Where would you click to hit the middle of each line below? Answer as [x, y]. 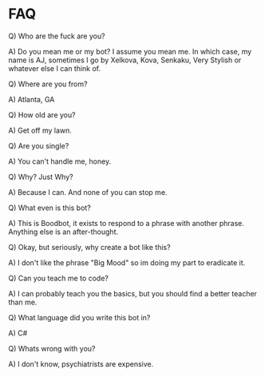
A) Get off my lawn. [40, 130]
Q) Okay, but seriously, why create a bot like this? [89, 247]
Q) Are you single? [39, 145]
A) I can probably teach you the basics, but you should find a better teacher [133, 293]
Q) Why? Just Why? [41, 177]
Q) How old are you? [42, 115]
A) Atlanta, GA [32, 99]
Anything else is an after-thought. [63, 232]
